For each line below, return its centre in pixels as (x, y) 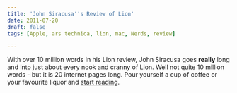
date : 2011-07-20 (33, 20)
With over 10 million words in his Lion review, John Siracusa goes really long (118, 60)
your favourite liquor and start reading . (64, 82)
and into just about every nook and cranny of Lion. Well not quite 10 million (116, 67)
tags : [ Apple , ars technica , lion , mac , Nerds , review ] (91, 33)
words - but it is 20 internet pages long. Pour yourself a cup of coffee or (112, 75)
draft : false (27, 27)
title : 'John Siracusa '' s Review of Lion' (71, 14)
